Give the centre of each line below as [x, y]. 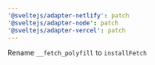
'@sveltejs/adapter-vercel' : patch [67, 30]
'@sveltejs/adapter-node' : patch [63, 23]
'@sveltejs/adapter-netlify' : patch [68, 15]
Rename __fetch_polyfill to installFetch [77, 53]
